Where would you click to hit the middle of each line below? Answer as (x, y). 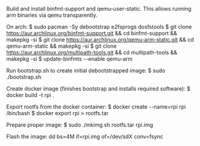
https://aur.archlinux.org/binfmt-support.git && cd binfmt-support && (92, 33)
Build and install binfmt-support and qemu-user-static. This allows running (99, 9)
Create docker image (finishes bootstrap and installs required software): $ (98, 89)
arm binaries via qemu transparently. (52, 15)
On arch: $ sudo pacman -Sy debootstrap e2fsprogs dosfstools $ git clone (99, 27)
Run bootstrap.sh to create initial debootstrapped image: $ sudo (86, 71)
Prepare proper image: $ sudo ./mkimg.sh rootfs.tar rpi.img (80, 125)
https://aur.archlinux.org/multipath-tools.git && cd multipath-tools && (92, 52)
